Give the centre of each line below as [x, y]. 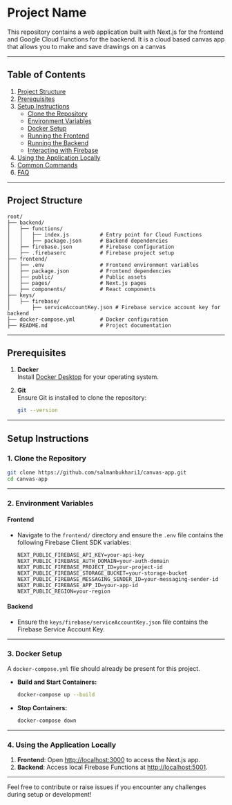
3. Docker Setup [35, 654]
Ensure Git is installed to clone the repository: [82, 398]
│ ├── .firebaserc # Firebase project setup [91, 253]
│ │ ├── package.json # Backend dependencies [88, 241]
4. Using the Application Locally [62, 745]
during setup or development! [49, 795]
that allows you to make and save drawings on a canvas [87, 46]
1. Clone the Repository [47, 458]
